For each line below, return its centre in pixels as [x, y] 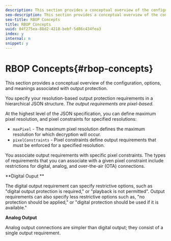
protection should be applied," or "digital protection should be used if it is [82, 202]
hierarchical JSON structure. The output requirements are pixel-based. [79, 103]
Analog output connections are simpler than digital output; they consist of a [84, 227]
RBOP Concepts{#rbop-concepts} [79, 68]
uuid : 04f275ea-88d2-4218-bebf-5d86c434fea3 [53, 29]
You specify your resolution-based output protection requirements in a [79, 98]
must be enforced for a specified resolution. [59, 145]
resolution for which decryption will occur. [57, 134]
